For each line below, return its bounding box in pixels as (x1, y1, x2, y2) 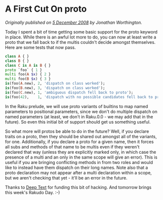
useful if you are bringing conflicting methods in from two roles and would (5, 159, 153, 165)
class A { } (5, 54, 29, 59)
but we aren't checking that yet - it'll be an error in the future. (5, 175, 128, 181)
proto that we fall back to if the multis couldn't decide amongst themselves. (5, 39, 156, 45)
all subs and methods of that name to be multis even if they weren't (5, 144, 140, 149)
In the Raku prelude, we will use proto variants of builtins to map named (5, 103, 148, 109)
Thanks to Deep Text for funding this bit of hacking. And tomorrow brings (5, 184, 152, 190)
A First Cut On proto (5, 3, 87, 15)
